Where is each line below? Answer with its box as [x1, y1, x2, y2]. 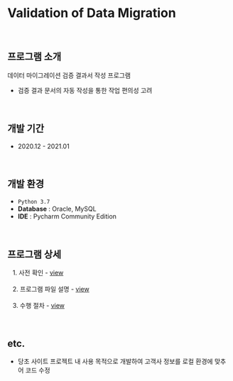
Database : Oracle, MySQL [17, 204, 97, 214]
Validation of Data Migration [7, 5, 176, 21]
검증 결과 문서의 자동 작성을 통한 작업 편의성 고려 [17, 86, 153, 94]
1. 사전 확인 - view [12, 268, 64, 277]
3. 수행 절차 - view [12, 302, 65, 310]
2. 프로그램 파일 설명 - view [12, 285, 90, 294]
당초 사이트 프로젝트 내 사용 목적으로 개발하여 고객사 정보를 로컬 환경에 [17, 357, 213, 365]
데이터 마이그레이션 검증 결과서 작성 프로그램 [7, 71, 131, 79]
